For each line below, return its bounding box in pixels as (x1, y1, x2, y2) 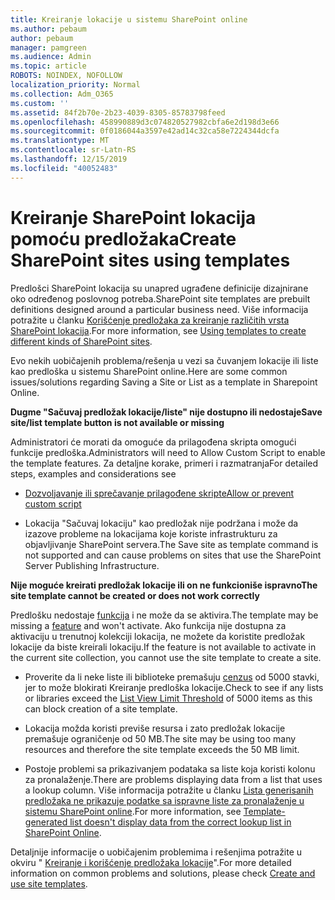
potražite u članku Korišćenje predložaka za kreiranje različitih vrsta (10, 314, 290, 326)
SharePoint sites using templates (10, 249, 291, 271)
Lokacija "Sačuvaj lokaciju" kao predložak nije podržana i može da (24, 517, 299, 529)
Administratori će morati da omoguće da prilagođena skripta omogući (10, 436, 297, 448)
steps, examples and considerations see (10, 467, 177, 480)
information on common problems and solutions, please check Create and (10, 867, 316, 879)
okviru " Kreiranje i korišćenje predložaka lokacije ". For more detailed (10, 856, 292, 868)
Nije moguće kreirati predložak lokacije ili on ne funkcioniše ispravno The (10, 579, 318, 591)
